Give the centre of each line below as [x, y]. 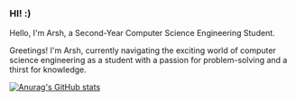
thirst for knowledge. [48, 69]
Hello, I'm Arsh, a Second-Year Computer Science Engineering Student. [142, 33]
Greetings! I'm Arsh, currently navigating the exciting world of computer [143, 50]
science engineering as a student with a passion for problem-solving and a [148, 60]
